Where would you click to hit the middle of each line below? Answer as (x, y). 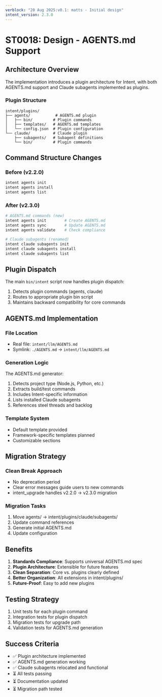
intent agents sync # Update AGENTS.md (55, 225)
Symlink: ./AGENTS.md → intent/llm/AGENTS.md (61, 349)
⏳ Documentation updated (40, 681)
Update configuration (35, 533)
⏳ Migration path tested (37, 689)
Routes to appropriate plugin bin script (53, 297)
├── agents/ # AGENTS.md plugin (51, 115)
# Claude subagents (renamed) (37, 239)
